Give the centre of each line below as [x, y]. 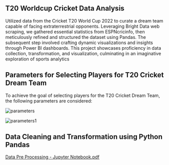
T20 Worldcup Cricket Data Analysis [65, 8]
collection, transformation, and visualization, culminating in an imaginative [83, 53]
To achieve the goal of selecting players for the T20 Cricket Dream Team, [83, 95]
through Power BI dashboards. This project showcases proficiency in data [83, 48]
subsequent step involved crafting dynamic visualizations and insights [79, 43]
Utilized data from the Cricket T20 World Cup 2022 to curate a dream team [84, 20]
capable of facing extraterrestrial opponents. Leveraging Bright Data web [82, 26]
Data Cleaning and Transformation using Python [84, 137]
